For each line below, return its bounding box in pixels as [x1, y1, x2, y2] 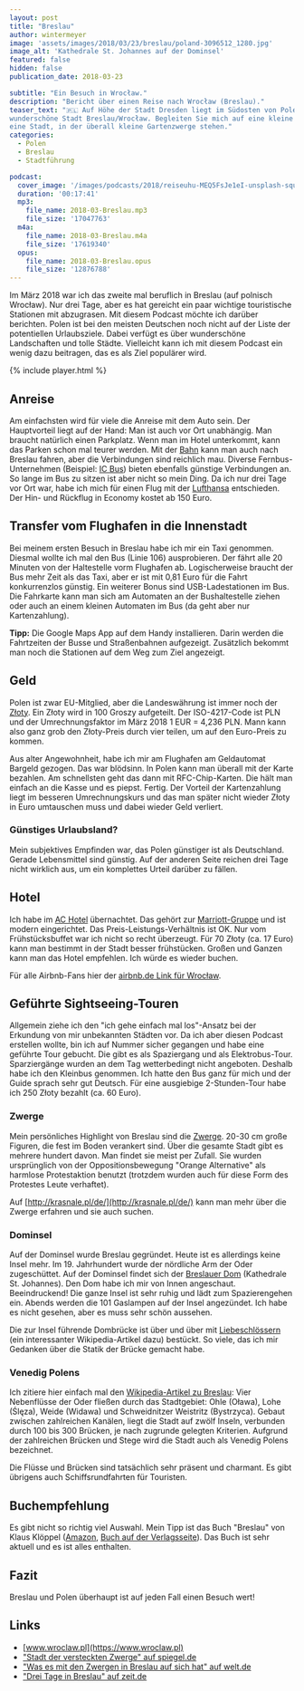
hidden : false [9, 64, 63, 73]
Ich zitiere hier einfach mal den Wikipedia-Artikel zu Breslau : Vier [9, 1387, 252, 1398]
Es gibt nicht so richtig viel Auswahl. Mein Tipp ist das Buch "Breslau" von [9, 1523, 285, 1533]
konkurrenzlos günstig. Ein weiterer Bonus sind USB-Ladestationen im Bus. [9, 581, 290, 591]
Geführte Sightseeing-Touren [9, 996, 179, 1012]
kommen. [9, 735, 44, 746]
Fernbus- [258, 454, 293, 465]
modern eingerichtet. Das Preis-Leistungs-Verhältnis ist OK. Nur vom [9, 923, 267, 934]
